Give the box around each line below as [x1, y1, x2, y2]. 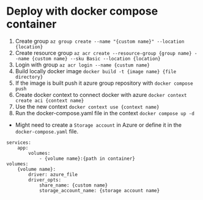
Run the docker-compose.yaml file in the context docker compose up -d [15, 109, 194, 116]
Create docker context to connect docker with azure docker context [15, 91, 187, 98]
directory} [15, 74, 43, 80]
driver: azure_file [28, 171, 78, 177]
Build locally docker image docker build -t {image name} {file [15, 67, 177, 74]
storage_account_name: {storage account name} [39, 187, 160, 193]
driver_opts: [28, 177, 62, 183]
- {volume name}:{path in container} [39, 155, 136, 162]
